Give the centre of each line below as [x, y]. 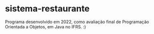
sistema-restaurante [47, 9]
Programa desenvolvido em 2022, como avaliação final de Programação [77, 22]
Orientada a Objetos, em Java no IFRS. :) [46, 26]
